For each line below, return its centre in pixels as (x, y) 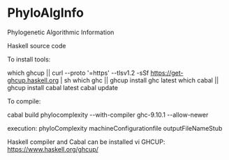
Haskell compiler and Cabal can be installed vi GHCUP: (86, 142)
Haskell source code (37, 45)
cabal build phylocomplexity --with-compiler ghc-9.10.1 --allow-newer (108, 115)
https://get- (167, 73)
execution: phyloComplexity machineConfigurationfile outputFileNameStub (115, 128)
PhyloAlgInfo (46, 13)
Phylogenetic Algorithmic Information (61, 32)
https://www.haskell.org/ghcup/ (53, 149)
